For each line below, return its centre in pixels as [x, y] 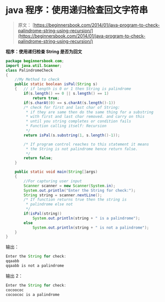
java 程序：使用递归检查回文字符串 [77, 10]
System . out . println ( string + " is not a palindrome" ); [91, 228]
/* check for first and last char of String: [72, 107]
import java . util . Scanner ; [34, 65]
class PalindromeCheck [29, 70]
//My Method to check [37, 80]
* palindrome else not [49, 204]
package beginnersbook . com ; [35, 61]
